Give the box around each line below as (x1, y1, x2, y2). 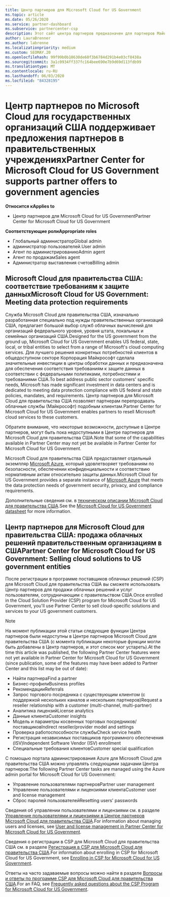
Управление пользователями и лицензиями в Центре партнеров (5, 813, 145, 819)
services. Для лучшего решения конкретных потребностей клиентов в (5, 349, 158, 355)
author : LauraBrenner (5, 36, 51, 41)
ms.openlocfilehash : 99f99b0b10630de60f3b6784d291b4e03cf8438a (5, 54, 142, 60)
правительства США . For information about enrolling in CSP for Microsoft (5, 849, 158, 855)
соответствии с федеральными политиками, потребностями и (5, 371, 141, 377)
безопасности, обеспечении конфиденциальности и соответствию (5, 466, 150, 472)
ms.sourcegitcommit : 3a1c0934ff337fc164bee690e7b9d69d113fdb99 (5, 59, 142, 64)
